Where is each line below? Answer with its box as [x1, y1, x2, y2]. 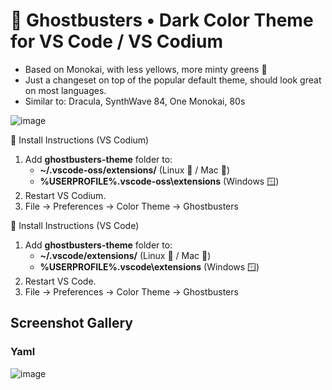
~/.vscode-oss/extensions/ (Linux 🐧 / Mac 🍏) [39, 164, 231, 176]
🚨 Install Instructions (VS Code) [10, 219, 140, 231]
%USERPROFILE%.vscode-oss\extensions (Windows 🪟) [39, 175, 280, 187]
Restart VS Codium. [24, 189, 107, 201]
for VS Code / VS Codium [10, 30, 223, 53]
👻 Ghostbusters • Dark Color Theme [10, 9, 314, 32]
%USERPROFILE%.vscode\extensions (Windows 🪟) [39, 260, 260, 273]
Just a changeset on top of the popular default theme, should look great [24, 74, 322, 86]
